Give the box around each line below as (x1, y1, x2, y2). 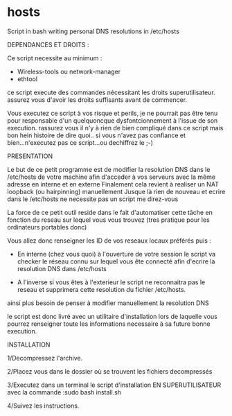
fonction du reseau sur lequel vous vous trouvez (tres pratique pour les (7, 216, 210, 224)
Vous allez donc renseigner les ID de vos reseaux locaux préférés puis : (7, 236, 211, 245)
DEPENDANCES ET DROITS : (7, 40, 89, 49)
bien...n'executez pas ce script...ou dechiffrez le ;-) (7, 138, 154, 146)
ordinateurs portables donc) (7, 223, 87, 231)
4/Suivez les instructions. (7, 401, 80, 410)
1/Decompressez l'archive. (7, 354, 83, 362)
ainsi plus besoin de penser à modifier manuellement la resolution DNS (7, 299, 209, 307)
